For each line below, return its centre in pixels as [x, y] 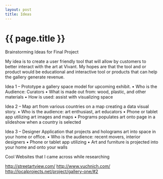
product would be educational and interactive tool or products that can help [81, 72]
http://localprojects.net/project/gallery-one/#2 [52, 172]
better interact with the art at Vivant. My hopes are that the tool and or [76, 67]
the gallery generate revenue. [35, 77]
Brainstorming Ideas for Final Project [42, 52]
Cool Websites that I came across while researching [58, 157]
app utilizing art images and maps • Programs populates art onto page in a [80, 117]
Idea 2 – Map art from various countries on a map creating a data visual [77, 106]
